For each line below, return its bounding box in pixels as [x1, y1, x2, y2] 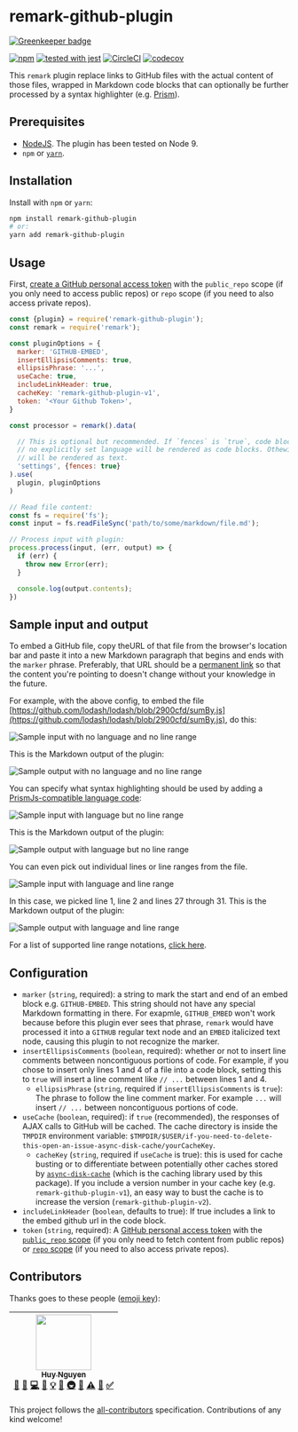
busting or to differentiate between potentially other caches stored [35, 1159, 278, 1169]
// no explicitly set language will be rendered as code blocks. [17, 446, 264, 455]
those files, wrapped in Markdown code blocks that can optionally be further [9, 79, 289, 90]
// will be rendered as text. [17, 454, 129, 463]
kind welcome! [9, 1413, 63, 1424]
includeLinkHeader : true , [17, 380, 114, 390]
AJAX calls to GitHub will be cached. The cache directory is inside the [21, 1121, 278, 1131]
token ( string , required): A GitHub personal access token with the [21, 1225, 263, 1235]
